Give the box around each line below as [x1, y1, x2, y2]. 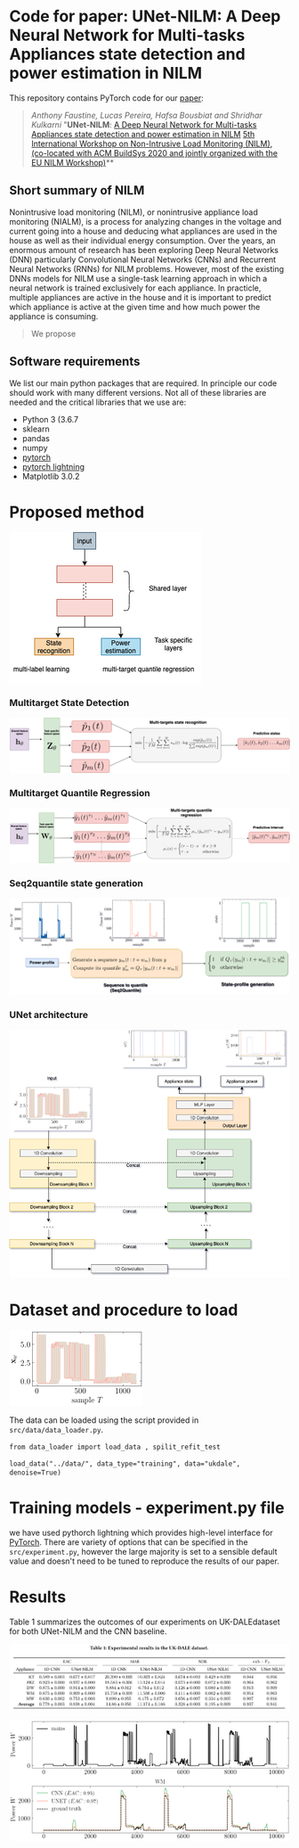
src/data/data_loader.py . [9, 1424, 104, 1434]
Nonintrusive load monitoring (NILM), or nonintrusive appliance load [9, 207, 258, 218]
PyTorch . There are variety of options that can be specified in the [9, 1536, 248, 1548]
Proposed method [9, 502, 145, 522]
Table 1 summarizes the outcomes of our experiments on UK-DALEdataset [9, 1616, 280, 1627]
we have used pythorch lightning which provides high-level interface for [9, 1527, 273, 1538]
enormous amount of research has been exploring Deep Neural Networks [9, 244, 279, 255]
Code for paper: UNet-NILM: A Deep [9, 6, 281, 27]
